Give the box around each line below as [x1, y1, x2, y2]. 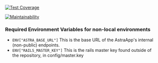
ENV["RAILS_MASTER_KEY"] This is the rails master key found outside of [12, 47, 152, 53]
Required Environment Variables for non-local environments [5, 26, 151, 32]
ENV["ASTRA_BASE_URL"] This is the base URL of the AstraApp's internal [12, 37, 154, 43]
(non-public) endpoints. [12, 42, 60, 48]
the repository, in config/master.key [12, 52, 84, 58]
